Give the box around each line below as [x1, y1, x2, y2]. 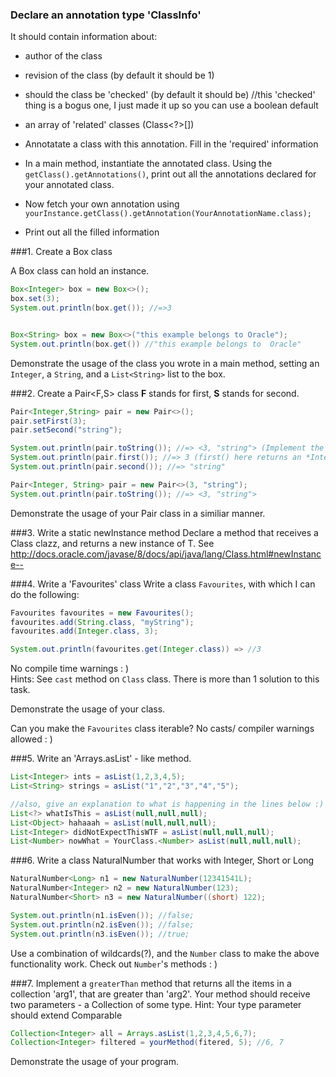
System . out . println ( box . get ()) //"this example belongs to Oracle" [10, 339, 302, 349]
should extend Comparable [10, 1009, 123, 1021]
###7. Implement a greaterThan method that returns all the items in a [10, 977, 292, 989]
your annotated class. [24, 179, 115, 191]
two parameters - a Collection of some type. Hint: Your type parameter [10, 998, 302, 1010]
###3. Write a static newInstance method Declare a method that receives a [10, 526, 319, 538]
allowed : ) [10, 733, 53, 745]
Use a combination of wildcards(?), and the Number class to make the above [10, 947, 320, 959]
